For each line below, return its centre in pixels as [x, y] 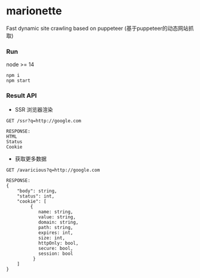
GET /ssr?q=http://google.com [44, 121]
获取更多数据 [30, 159]
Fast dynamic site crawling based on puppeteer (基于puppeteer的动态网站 [98, 28]
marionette [34, 11]
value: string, [57, 217]
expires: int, [56, 233]
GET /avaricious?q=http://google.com [53, 170]
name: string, [56, 212]
